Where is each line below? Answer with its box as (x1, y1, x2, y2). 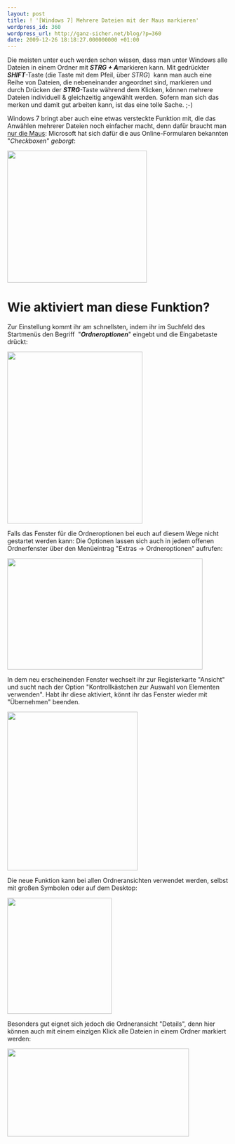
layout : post (7, 10, 46, 18)
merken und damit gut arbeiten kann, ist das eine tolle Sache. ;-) (7, 101, 193, 109)
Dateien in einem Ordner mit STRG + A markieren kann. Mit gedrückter (7, 63, 210, 72)
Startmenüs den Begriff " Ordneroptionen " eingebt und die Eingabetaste (7, 330, 217, 338)
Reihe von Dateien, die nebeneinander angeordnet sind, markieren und (7, 78, 212, 87)
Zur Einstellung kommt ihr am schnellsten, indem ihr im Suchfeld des (7, 323, 206, 331)
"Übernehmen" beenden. (7, 698, 81, 706)
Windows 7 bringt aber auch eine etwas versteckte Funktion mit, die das (7, 114, 216, 123)
